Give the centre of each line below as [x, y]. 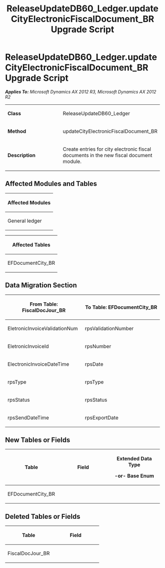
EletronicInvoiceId [28, 346]
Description [22, 155]
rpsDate [94, 364]
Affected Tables [31, 245]
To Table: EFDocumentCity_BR [121, 307]
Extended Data [134, 459]
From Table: [44, 304]
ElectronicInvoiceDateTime [39, 364]
